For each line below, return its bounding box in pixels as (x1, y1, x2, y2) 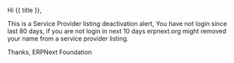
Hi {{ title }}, (7, 6, 42, 14)
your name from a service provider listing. (7, 34, 129, 43)
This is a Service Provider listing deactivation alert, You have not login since (7, 20, 228, 27)
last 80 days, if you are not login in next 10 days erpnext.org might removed (7, 27, 227, 35)
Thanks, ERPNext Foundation (7, 48, 92, 56)
